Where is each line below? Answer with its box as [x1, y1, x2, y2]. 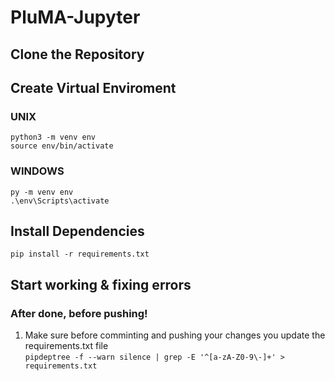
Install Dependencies [10, 222, 145, 240]
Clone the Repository [10, 46, 145, 63]
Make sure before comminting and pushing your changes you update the [24, 329, 326, 341]
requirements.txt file [24, 340, 109, 352]
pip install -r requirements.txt [10, 249, 150, 260]
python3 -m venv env [10, 132, 97, 143]
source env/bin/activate [10, 141, 114, 151]
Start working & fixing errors [10, 276, 192, 293]
